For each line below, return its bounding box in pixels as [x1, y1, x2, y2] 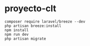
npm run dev [4, 32, 29, 37]
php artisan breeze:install [4, 23, 62, 28]
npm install [4, 27, 29, 32]
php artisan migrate [4, 36, 47, 41]
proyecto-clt [4, 3, 56, 14]
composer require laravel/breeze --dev [4, 19, 86, 24]
